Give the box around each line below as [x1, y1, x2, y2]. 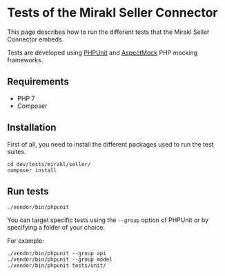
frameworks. [7, 55, 43, 64]
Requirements [7, 76, 69, 88]
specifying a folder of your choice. [7, 223, 106, 232]
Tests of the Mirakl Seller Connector [7, 5, 219, 21]
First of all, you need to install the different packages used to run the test [7, 140, 214, 148]
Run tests [7, 185, 49, 197]
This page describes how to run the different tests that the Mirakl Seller [7, 28, 210, 36]
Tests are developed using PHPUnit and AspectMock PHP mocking [7, 48, 198, 57]
